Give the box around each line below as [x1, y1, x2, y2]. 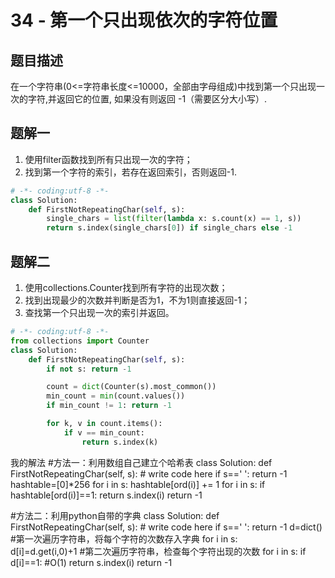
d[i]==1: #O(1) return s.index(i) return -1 [10, 556, 173, 568]
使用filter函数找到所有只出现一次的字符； [24, 153, 193, 165]
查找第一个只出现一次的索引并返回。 [24, 307, 175, 318]
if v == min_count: [63, 427, 145, 438]
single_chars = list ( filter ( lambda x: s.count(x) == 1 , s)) [46, 214, 302, 224]
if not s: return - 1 [46, 364, 132, 374]
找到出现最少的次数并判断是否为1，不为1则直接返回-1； [24, 294, 251, 306]
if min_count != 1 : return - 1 [46, 401, 172, 411]
